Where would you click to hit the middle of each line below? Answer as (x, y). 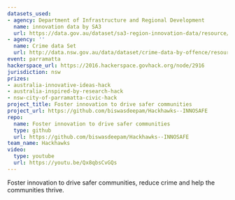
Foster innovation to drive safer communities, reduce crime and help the (111, 183)
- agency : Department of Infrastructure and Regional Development (106, 20)
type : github (33, 130)
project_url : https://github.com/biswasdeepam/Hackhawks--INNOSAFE (108, 111)
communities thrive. (36, 190)
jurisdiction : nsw (34, 72)
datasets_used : (29, 14)
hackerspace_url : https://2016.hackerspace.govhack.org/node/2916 (106, 66)
